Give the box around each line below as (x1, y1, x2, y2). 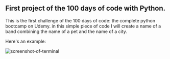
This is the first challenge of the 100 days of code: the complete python (5, 17, 156, 23)
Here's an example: (5, 38, 46, 44)
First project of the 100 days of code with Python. (5, 4, 166, 13)
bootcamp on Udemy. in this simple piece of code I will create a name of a (5, 23, 161, 29)
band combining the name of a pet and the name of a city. (5, 28, 128, 35)
